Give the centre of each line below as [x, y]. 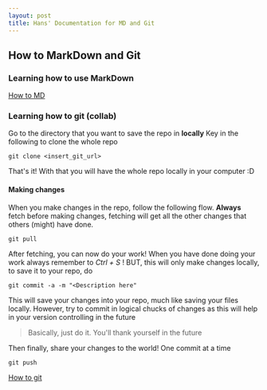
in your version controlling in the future [72, 317]
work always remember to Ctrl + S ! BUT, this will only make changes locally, [134, 262]
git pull [23, 239]
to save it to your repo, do [51, 270]
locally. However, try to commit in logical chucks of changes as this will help [133, 309]
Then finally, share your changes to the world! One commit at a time [120, 348]
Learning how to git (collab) [63, 116]
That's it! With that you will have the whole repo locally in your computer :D [132, 171]
